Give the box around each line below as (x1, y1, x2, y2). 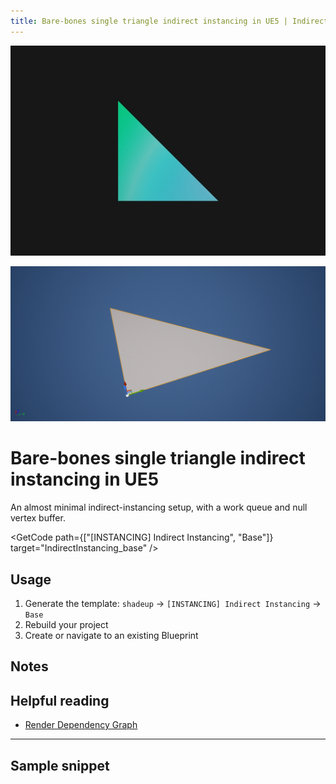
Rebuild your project (24, 618, 109, 630)
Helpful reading (10, 692, 110, 709)
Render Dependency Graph (24, 719, 138, 731)
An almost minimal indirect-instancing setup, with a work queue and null (10, 501, 308, 514)
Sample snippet (10, 757, 110, 774)
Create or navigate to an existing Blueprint (24, 629, 199, 641)
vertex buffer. (10, 512, 66, 524)
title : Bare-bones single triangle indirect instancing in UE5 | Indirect (10, 16, 329, 26)
